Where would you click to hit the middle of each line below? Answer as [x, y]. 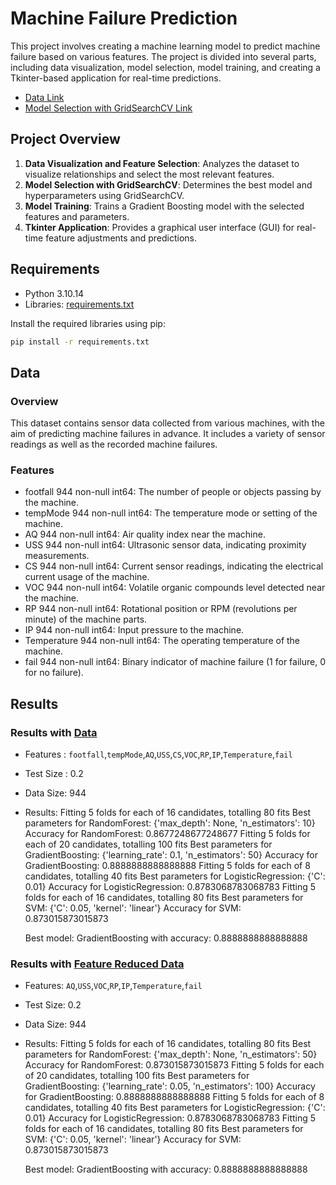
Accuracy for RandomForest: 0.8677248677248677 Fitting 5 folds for [167, 834]
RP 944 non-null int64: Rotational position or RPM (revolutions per [161, 609]
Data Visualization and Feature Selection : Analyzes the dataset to [162, 163]
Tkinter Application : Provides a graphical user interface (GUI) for [159, 227]
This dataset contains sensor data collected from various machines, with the [167, 423]
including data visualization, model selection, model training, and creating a [165, 67]
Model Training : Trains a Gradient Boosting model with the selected [164, 206]
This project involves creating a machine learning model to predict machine [165, 46]
